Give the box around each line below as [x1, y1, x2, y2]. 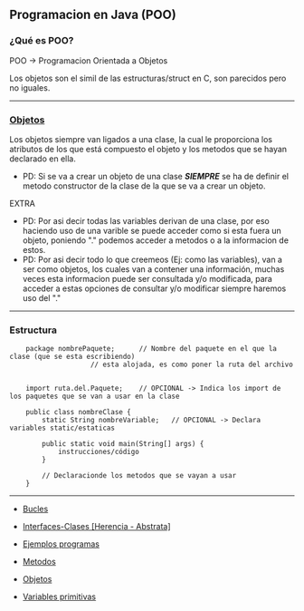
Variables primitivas [22, 591, 97, 602]
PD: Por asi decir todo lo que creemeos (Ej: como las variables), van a [22, 254, 283, 265]
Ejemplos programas [22, 538, 100, 549]
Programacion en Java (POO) [9, 7, 176, 23]
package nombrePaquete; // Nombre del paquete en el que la [25, 344, 278, 354]
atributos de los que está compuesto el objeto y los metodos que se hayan [9, 143, 288, 154]
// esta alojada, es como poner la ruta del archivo [90, 360, 294, 370]
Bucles [22, 503, 49, 515]
